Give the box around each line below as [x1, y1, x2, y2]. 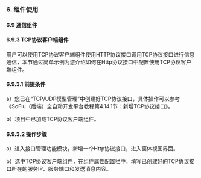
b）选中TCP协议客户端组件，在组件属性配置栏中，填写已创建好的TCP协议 [6, 158, 190, 165]
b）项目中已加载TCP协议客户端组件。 [6, 115, 100, 123]
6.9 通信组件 [6, 21, 37, 28]
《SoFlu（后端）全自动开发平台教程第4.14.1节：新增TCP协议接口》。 [6, 102, 174, 109]
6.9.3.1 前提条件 [6, 81, 46, 88]
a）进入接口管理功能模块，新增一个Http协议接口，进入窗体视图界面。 [6, 145, 179, 152]
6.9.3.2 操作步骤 [6, 130, 47, 138]
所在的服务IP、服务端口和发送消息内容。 [11, 165, 112, 173]
